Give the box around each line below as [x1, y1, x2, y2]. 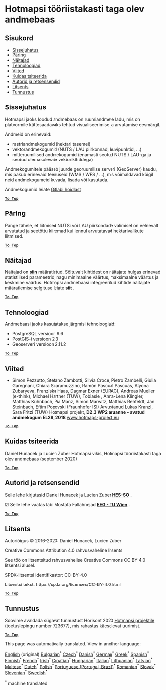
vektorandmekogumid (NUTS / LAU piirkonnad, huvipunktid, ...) [12, 146, 142, 152]
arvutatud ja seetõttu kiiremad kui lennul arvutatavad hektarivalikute [5, 228, 144, 234]
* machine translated [5, 679, 48, 686]
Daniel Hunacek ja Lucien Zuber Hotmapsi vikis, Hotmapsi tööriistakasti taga [5, 450, 161, 456]
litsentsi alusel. [5, 562, 36, 568]
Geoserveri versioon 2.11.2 [12, 341, 66, 347]
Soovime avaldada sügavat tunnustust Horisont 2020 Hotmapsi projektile [5, 618, 155, 624]
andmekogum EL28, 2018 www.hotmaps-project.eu [12, 415, 119, 421]
